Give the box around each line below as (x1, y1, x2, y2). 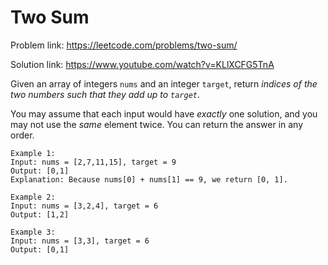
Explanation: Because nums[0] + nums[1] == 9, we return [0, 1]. (10, 174, 288, 185)
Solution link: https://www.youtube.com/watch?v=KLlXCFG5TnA (10, 58, 275, 70)
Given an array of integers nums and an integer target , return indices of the (10, 77, 318, 90)
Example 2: (10, 192, 56, 202)
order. (10, 129, 35, 141)
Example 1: (10, 148, 56, 158)
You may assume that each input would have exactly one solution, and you (10, 107, 318, 120)
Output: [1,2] (10, 209, 70, 220)
